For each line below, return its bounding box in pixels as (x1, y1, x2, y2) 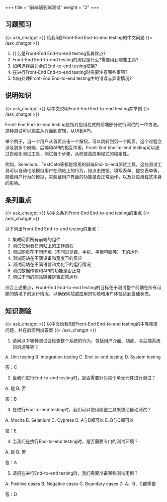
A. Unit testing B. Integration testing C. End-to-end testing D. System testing (5, 354, 161, 360)
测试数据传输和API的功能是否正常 (12, 268, 81, 274)
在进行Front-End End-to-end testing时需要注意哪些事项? (12, 69, 128, 75)
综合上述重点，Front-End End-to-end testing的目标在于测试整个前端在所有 (5, 285, 158, 291)
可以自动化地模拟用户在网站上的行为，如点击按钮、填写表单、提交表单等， (9, 167, 162, 173)
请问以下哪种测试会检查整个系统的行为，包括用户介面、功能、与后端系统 (12, 338, 161, 344)
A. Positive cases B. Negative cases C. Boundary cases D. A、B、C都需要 (5, 481, 156, 487)
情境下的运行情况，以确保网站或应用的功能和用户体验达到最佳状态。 (13, 291, 153, 297)
